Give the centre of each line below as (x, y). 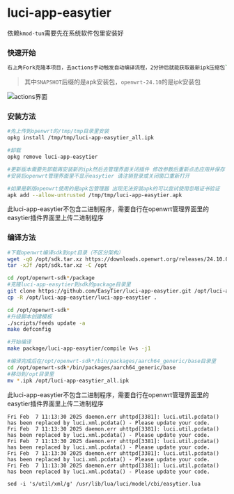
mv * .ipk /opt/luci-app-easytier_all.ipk (68, 380)
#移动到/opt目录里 (31, 374)
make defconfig (29, 330)
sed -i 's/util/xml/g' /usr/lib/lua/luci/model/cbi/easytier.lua (104, 484)
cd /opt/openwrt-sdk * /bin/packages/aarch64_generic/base (92, 367)
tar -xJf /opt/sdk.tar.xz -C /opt (57, 265)
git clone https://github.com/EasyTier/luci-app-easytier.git (99, 291)
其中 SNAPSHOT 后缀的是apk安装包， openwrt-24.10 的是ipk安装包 (112, 82)
